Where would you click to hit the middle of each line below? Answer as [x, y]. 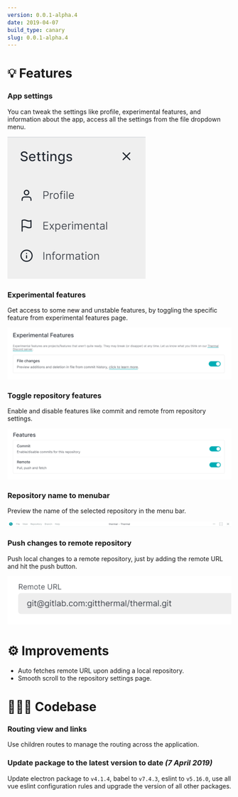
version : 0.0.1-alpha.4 [43, 15]
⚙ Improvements [58, 651]
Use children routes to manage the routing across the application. [103, 744]
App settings [30, 96]
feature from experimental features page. [67, 318]
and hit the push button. [42, 566]
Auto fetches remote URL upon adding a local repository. [101, 671]
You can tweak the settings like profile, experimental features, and [104, 112]
